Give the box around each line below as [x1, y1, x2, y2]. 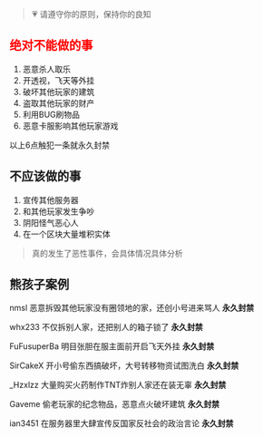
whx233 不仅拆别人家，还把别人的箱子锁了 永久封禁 [9, 322, 204, 333]
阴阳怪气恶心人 [22, 217, 79, 228]
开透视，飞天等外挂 [22, 74, 95, 85]
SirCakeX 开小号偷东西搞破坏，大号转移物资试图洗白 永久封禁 [9, 360, 239, 371]
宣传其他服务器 [22, 194, 79, 205]
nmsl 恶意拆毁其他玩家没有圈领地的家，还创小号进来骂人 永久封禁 [9, 303, 255, 314]
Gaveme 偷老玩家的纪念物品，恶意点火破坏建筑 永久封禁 [9, 399, 220, 410]
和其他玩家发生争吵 [22, 206, 95, 217]
